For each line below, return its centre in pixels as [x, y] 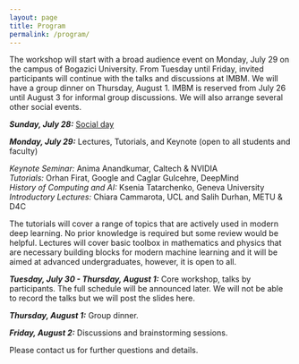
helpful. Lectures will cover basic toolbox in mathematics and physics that [145, 243]
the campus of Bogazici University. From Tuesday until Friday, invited [137, 69]
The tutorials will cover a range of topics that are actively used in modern [144, 224]
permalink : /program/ [50, 34]
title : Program [38, 26]
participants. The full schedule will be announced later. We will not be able [146, 289]
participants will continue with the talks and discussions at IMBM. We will [144, 79]
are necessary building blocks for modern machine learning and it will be [144, 252]
